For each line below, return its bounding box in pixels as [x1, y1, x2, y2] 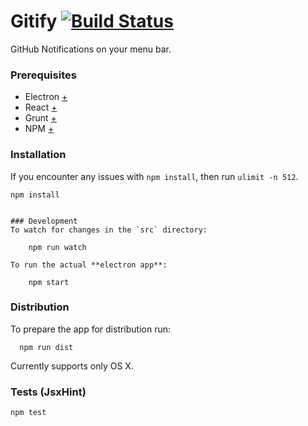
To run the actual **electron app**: [10, 260, 168, 270]
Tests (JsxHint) [10, 385, 87, 399]
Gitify [10, 10, 58, 33]
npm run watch [28, 242, 87, 252]
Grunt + [24, 112, 57, 124]
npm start [28, 277, 70, 287]
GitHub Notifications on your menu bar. [10, 43, 172, 55]
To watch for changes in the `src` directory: [10, 225, 208, 235]
